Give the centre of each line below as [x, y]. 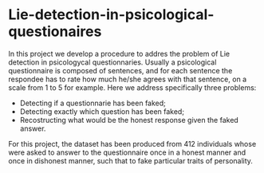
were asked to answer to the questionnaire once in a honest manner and [127, 152]
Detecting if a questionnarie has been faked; [93, 103]
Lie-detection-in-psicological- [111, 15]
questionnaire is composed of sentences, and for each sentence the [120, 70]
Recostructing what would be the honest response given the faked [129, 120]
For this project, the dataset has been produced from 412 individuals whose [132, 144]
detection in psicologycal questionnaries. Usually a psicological [112, 62]
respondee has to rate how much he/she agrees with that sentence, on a [128, 79]
